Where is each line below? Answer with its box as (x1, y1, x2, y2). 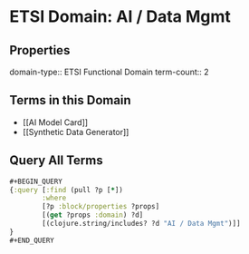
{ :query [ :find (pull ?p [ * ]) (9, 185, 124, 194)
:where (42, 193, 67, 203)
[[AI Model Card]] (22, 116, 89, 128)
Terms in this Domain (9, 93, 131, 108)
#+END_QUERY (9, 236, 54, 245)
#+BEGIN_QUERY (9, 177, 63, 186)
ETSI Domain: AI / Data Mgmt (9, 6, 231, 27)
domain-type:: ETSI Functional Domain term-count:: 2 (9, 66, 210, 77)
